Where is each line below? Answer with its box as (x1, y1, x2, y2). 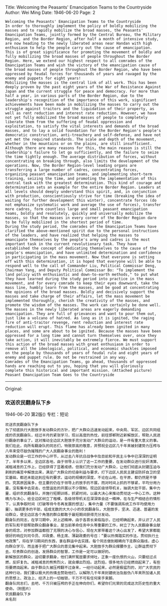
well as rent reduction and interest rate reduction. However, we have (5, 111, 157, 116)
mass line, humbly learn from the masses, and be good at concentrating (5, 285, 159, 290)
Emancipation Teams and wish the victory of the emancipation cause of (5, 63, 157, 68)
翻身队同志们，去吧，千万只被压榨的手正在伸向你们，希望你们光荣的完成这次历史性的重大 (5, 581, 161, 586)
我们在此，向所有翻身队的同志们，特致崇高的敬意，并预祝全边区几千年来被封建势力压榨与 (5, 444, 161, 449)
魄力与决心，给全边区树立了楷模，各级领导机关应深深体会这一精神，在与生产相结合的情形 (5, 496, 161, 501)
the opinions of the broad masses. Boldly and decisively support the (5, 290, 155, 295)
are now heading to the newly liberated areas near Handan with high (5, 41, 153, 46)
